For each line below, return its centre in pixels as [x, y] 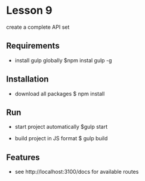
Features [23, 157]
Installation [27, 79]
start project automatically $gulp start [61, 127]
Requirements [33, 46]
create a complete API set [38, 27]
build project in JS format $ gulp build [61, 138]
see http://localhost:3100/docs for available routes [77, 172]
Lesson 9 [29, 10]
